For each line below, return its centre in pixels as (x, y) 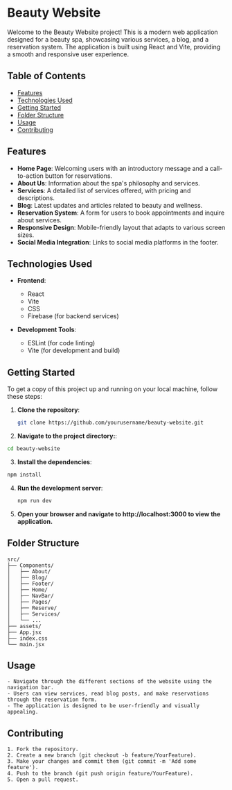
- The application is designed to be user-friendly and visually (103, 706)
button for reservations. (79, 176)
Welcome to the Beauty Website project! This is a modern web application (113, 32)
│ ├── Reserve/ (32, 608)
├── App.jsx (24, 632)
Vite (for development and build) (74, 351)
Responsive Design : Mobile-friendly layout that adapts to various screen (121, 227)
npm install (24, 475)
